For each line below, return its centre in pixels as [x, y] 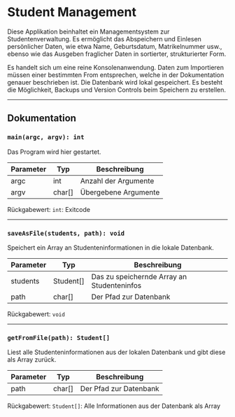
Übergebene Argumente [120, 192]
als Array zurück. [32, 360]
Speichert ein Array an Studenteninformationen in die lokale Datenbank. [111, 247]
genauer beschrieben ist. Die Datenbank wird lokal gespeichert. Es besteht [115, 82]
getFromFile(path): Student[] [59, 338]
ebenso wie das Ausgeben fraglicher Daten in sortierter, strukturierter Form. [117, 54]
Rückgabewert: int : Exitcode [49, 209]
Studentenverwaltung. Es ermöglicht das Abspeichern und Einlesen [104, 38]
